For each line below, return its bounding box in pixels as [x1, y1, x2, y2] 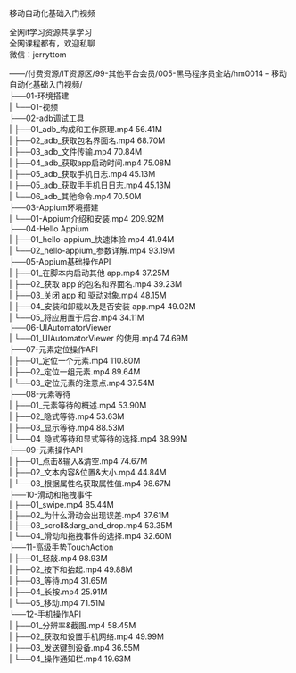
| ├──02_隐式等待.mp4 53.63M [9, 411, 125, 422]
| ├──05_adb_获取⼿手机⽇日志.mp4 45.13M [9, 180, 171, 190]
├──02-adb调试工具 [9, 113, 85, 123]
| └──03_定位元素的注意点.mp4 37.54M [9, 378, 155, 388]
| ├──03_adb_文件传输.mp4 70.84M [9, 147, 143, 156]
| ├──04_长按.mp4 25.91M [9, 586, 108, 597]
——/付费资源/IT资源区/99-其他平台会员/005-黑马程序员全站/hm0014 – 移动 [9, 68, 288, 79]
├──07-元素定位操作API [9, 344, 99, 355]
